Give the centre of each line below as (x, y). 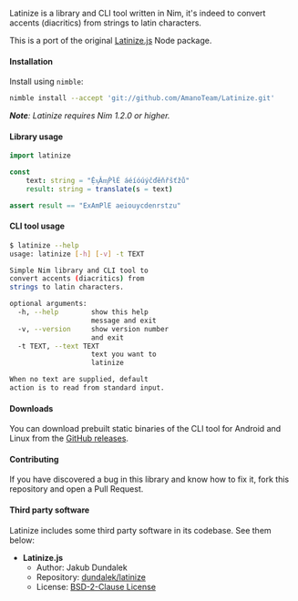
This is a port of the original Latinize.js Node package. (111, 41)
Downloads (31, 408)
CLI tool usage (37, 226)
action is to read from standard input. (87, 388)
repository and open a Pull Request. (77, 489)
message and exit (123, 321)
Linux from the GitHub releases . (69, 438)
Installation (31, 61)
